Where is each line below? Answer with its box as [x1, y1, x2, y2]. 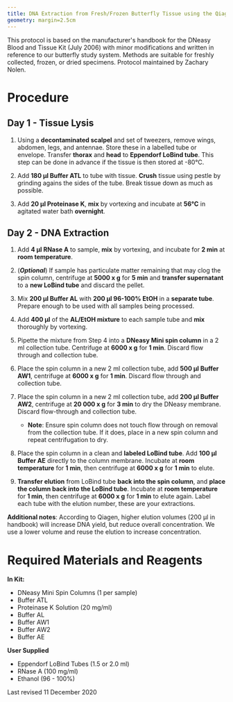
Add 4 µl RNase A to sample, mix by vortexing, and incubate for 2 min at [17, 245, 225, 254]
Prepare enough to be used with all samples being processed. [17, 302, 195, 310]
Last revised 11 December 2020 [7, 688, 97, 696]
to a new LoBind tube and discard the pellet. [17, 281, 145, 289]
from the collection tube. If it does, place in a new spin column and [27, 428, 218, 436]
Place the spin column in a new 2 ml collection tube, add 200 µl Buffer [17, 393, 219, 401]
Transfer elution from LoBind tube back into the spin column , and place [17, 477, 226, 486]
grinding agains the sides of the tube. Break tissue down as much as [17, 179, 214, 187]
